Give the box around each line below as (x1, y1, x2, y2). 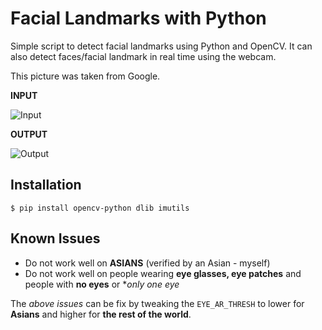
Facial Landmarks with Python (10, 7, 267, 30)
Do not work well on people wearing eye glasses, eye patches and (24, 267, 302, 279)
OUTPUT (10, 128, 48, 140)
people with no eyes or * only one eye (24, 278, 180, 290)
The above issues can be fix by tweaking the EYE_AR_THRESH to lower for (10, 297, 305, 309)
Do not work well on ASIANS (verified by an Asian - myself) (24, 257, 271, 269)
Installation (10, 177, 82, 194)
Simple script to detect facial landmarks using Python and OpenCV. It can (10, 40, 313, 52)
